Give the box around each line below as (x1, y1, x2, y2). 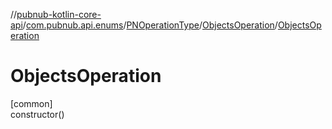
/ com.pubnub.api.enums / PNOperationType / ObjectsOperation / (22, 19, 278, 31)
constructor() (10, 108, 65, 120)
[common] (10, 97, 53, 109)
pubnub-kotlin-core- (16, 9, 102, 20)
